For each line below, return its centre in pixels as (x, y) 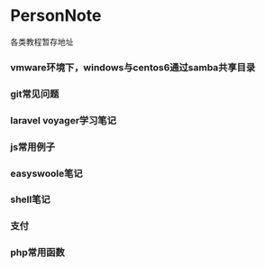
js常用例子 (33, 147)
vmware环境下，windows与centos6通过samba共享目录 (133, 67)
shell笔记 (30, 199)
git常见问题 (35, 94)
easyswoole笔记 (47, 173)
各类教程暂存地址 (42, 41)
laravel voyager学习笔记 (63, 120)
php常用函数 (38, 253)
